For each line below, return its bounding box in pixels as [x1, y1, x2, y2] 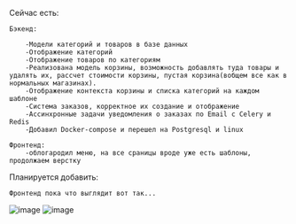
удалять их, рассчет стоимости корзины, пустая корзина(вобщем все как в [9, 71, 288, 80]
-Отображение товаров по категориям [25, 56, 161, 65]
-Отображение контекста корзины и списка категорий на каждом [25, 87, 260, 96]
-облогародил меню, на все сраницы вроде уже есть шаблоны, [25, 149, 252, 158]
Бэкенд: [9, 25, 38, 34]
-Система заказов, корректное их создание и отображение [25, 102, 240, 111]
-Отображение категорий [25, 48, 113, 57]
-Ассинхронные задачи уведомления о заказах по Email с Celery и [25, 110, 272, 119]
